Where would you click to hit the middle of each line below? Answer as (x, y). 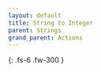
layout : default (35, 15)
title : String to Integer (50, 23)
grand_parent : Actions (45, 38)
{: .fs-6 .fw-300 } (36, 60)
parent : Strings (35, 30)
